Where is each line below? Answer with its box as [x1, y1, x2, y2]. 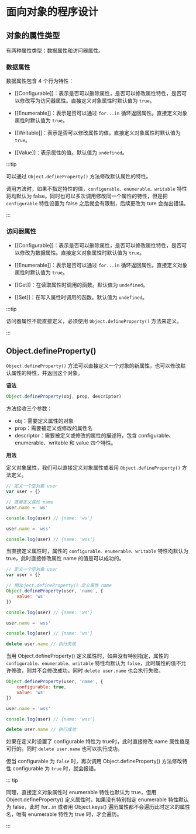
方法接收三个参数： [6, 405, 53, 412]
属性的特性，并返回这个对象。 [11, 370, 83, 377]
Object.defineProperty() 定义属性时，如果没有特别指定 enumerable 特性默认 [6, 796, 189, 803]
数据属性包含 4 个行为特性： [6, 77, 74, 85]
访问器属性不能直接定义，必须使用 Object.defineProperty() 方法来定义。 [6, 317, 183, 325]
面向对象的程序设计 [6, 5, 99, 19]
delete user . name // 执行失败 [6, 641, 76, 647]
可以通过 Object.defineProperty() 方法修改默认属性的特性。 [6, 173, 152, 180]
